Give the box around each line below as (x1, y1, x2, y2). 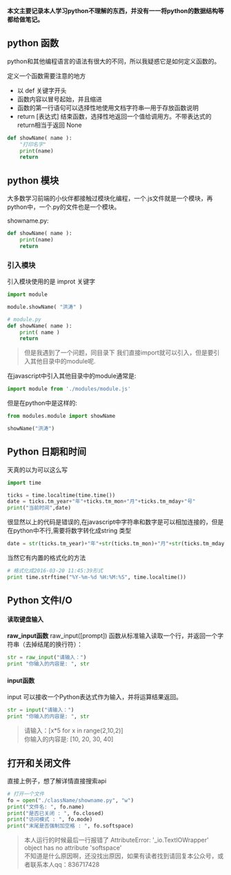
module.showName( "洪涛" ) (7, 303, 83, 310)
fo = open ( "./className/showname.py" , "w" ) (7, 796, 134, 804)
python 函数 (7, 37, 59, 49)
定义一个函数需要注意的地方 (7, 72, 86, 80)
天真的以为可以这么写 (7, 465, 68, 474)
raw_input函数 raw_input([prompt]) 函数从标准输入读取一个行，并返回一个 (7, 632, 218, 640)
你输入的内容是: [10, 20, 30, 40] (23, 735, 114, 743)
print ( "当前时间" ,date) (7, 505, 71, 512)
